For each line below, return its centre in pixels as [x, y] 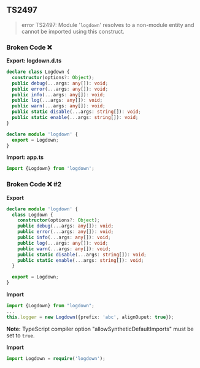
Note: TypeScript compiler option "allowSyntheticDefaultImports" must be [100, 329]
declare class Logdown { [38, 72]
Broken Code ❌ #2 [34, 185]
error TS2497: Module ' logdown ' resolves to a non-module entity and [108, 25]
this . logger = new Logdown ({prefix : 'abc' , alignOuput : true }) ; [90, 317]
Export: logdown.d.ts [34, 61]
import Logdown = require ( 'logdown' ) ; [56, 358]
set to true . [21, 335]
